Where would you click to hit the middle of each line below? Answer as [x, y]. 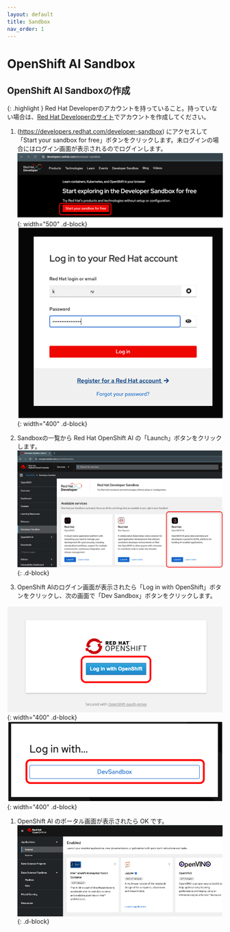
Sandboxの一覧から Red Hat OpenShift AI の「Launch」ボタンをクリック [119, 438]
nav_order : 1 [26, 29]
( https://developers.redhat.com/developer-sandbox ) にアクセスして [112, 132]
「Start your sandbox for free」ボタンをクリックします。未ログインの [115, 140]
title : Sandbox [29, 22]
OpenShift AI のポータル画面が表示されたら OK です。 [92, 821]
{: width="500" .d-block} [52, 224]
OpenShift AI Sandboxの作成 [69, 90]
